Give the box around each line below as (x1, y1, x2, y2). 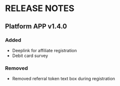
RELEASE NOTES (5, 3, 75, 14)
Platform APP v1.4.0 (5, 22, 67, 30)
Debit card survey (12, 53, 48, 58)
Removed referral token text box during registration (12, 76, 116, 82)
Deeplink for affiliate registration (12, 47, 77, 53)
